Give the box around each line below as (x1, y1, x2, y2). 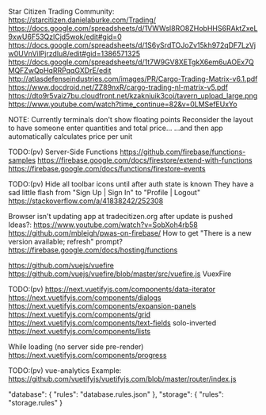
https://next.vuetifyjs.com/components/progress (8, 351, 167, 359)
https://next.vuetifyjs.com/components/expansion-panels (8, 302, 196, 310)
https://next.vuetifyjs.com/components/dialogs (8, 293, 161, 302)
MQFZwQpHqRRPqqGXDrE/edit (8, 66, 112, 75)
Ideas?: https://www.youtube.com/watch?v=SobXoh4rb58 (8, 220, 198, 229)
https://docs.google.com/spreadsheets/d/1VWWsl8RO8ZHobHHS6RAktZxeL (8, 24, 258, 33)
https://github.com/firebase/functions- (120, 147, 246, 156)
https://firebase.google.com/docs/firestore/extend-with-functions (36, 156, 253, 165)
